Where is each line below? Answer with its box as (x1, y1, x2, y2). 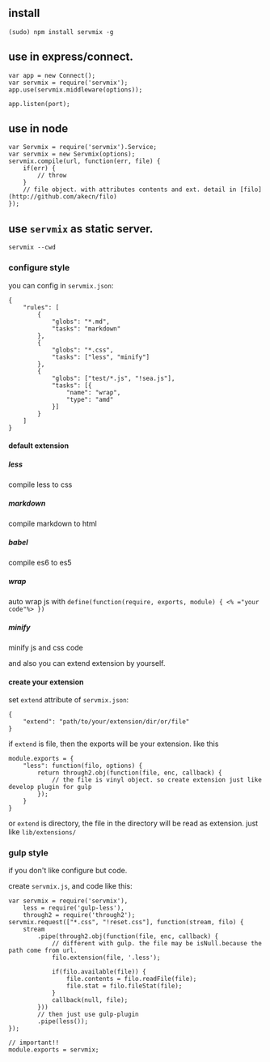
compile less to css (8, 480, 73, 489)
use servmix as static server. (8, 222, 154, 236)
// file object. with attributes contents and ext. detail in (23, 186, 237, 194)
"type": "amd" (65, 395, 114, 403)
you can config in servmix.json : (8, 280, 114, 290)
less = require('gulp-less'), (23, 904, 125, 912)
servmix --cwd (8, 243, 57, 252)
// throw (37, 172, 67, 180)
